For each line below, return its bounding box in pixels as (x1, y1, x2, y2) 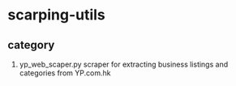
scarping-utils (7, 6, 106, 24)
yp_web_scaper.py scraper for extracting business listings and (19, 59, 229, 69)
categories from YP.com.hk (19, 68, 111, 78)
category (7, 38, 55, 52)
